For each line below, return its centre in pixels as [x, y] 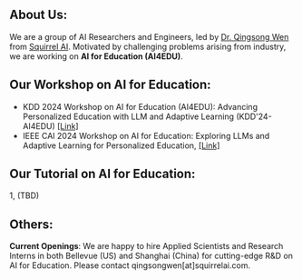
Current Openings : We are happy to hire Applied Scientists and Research [146, 246]
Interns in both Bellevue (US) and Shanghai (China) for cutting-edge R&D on [151, 256]
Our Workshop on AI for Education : [110, 85]
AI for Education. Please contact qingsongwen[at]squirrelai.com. [130, 265]
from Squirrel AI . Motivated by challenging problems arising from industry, [148, 46]
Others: [31, 224]
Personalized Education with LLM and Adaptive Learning [128, 116]
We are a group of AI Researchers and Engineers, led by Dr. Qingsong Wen [149, 36]
